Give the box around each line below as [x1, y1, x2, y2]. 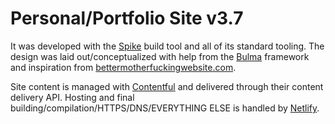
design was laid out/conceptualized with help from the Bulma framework [10, 50, 310, 62]
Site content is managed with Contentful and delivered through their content [10, 80, 324, 92]
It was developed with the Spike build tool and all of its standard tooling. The [10, 40, 325, 52]
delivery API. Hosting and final [10, 91, 135, 103]
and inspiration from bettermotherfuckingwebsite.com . [10, 61, 237, 73]
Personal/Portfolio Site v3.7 [10, 7, 244, 30]
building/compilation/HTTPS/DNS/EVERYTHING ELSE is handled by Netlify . [10, 102, 320, 114]
